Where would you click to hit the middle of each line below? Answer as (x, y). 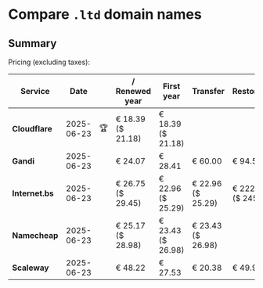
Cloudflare (32, 129)
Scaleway (31, 268)
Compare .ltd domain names (105, 14)
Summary (32, 43)
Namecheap (35, 235)
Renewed (133, 91)
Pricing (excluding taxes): (49, 62)
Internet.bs (33, 193)
